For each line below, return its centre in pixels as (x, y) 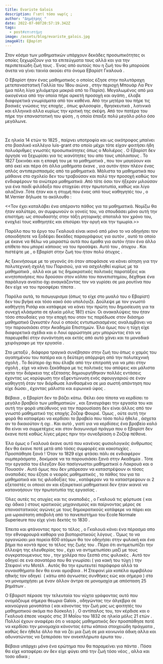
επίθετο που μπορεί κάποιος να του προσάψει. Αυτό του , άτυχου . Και (76, 246)
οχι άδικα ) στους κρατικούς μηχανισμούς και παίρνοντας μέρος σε (73, 504)
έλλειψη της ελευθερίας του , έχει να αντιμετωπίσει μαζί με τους (71, 550)
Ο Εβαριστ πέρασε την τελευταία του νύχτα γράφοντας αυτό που (72, 595)
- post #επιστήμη (26, 32)
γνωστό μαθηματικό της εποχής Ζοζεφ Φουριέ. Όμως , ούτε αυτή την (76, 413)
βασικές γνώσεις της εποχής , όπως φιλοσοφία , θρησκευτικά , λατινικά (78, 105)
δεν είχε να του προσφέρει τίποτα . (41, 287)
